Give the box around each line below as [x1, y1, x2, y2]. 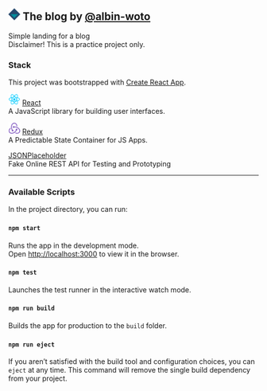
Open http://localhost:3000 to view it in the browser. [8, 248, 180, 259]
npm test [8, 268, 37, 277]
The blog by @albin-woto [22, 10, 151, 24]
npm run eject [8, 340, 56, 349]
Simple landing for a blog [8, 31, 91, 41]
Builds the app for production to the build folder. [8, 321, 168, 330]
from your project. [8, 373, 68, 383]
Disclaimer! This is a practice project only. [8, 39, 145, 49]
